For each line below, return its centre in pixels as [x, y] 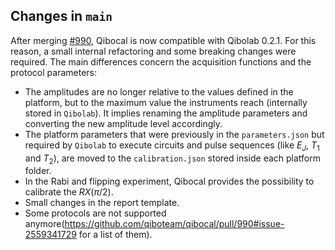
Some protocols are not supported [95, 213]
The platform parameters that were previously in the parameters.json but [174, 134]
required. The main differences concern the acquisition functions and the [161, 61]
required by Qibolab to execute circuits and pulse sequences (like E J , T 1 [172, 146]
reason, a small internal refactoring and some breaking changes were [153, 51]
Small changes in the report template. [102, 203]
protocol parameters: [53, 72]
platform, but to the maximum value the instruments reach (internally [166, 102]
